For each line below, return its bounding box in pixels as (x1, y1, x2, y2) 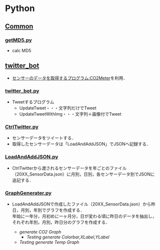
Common (5, 22, 33, 30)
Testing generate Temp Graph (19, 239, 80, 245)
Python (5, 3, 35, 14)
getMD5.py (5, 37, 32, 44)
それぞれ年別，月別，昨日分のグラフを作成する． (12, 219, 110, 225)
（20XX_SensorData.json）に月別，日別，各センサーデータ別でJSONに (12, 171, 155, 177)
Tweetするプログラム (12, 99, 54, 104)
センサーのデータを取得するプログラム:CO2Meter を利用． (12, 75, 128, 81)
